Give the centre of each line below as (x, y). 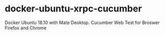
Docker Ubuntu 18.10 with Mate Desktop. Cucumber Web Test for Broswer (82, 22)
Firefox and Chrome (26, 27)
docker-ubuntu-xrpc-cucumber (73, 9)
